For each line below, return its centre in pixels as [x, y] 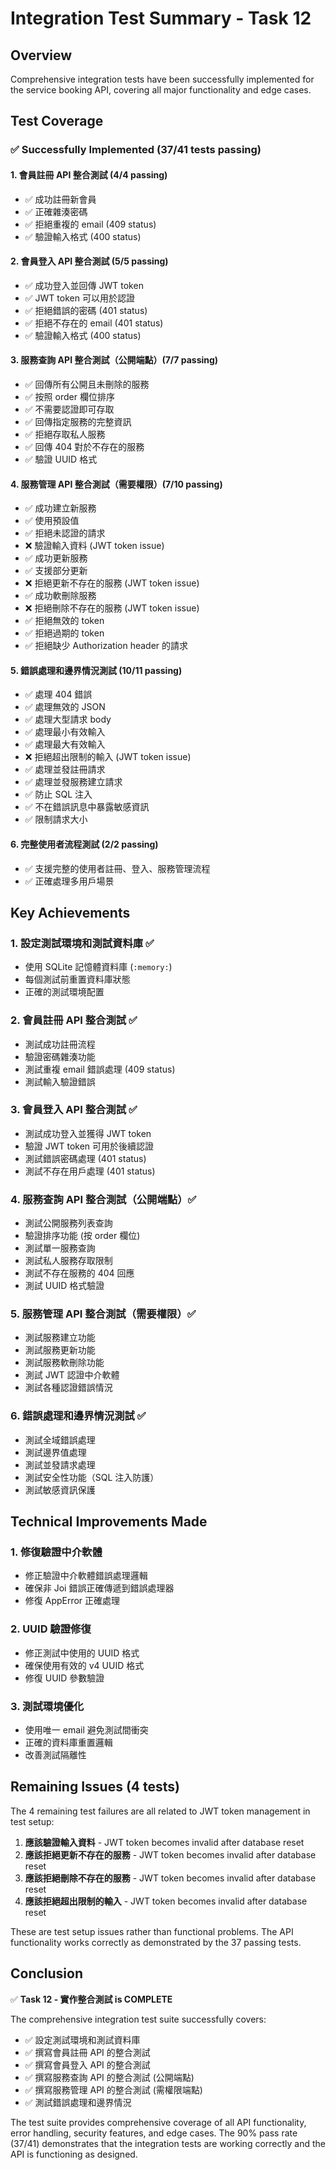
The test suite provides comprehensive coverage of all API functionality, [158, 2122]
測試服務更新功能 [60, 1350]
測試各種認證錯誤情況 [68, 1388]
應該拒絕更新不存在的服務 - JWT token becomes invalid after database [170, 1854]
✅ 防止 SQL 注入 [58, 794]
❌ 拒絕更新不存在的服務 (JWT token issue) [112, 583]
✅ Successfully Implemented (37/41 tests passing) [136, 150]
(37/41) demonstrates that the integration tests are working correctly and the [168, 2143]
